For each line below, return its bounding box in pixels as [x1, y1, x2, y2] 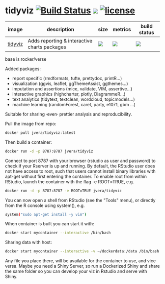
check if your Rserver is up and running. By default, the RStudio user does [5, 163, 156, 169]
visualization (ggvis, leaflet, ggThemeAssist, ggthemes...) [12, 81, 128, 86]
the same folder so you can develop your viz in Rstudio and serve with [5, 268, 147, 274]
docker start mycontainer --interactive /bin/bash [5, 230, 111, 236]
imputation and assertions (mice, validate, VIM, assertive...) [12, 85, 133, 91]
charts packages [27, 43, 66, 50]
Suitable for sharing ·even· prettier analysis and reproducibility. [5, 111, 132, 117]
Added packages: [5, 66, 41, 72]
